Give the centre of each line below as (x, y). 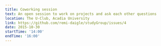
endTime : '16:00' (22, 36)
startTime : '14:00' (25, 32)
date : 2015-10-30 (22, 27)
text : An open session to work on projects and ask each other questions (81, 14)
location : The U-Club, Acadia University (47, 18)
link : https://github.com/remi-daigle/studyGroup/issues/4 (66, 23)
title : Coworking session (31, 9)
